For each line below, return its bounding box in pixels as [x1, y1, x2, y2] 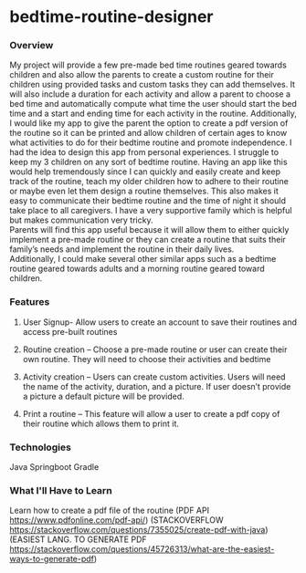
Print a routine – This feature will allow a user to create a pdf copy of [22, 408, 280, 419]
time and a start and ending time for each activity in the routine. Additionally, [9, 108, 297, 120]
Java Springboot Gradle [9, 462, 100, 473]
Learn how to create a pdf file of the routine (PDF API [9, 505, 210, 516]
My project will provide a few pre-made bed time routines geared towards [9, 59, 288, 70]
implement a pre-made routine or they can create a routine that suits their [9, 234, 286, 245]
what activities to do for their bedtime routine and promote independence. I [9, 137, 292, 148]
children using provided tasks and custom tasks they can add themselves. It [9, 79, 295, 90]
